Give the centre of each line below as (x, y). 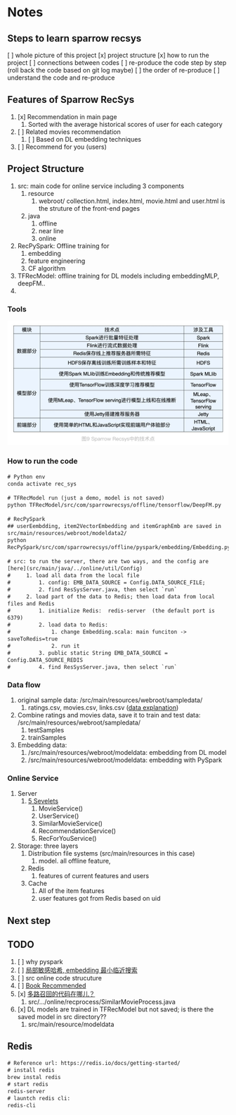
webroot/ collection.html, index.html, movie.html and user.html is (132, 201)
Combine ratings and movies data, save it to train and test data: (109, 715)
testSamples (46, 730)
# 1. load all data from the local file (73, 575)
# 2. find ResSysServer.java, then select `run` (92, 589)
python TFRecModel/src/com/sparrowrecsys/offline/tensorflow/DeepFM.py (114, 505)
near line (51, 230)
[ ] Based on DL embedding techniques (85, 139)
